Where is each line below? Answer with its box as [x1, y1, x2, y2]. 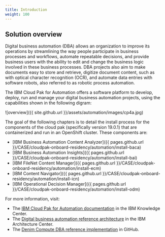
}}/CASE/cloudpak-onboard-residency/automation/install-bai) [12, 155, 137, 161]
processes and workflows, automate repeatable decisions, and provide [5, 54, 149, 60]
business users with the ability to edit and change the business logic [5, 59, 144, 65]
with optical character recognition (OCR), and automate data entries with [5, 75, 153, 80]
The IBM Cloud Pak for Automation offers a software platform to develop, [5, 89, 154, 95]
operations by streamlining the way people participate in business [5, 48, 139, 54]
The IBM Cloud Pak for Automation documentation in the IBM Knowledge [12, 205, 161, 211]
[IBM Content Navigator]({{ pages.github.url [12, 171, 102, 177]
